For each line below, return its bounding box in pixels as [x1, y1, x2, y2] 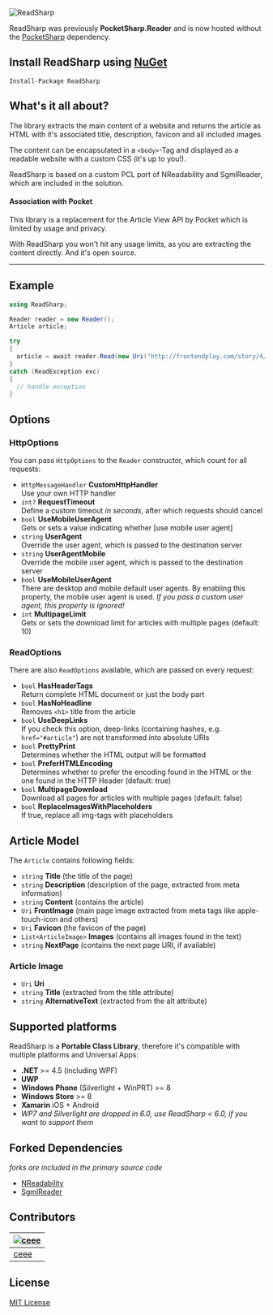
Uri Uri [20, 979, 45, 988]
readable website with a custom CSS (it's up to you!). [9, 154, 186, 163]
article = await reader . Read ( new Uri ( [16, 353, 148, 361]
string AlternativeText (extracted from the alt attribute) [20, 996, 207, 1006]
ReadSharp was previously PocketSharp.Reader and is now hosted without [9, 24, 262, 32]
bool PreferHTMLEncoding [20, 759, 113, 768]
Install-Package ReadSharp [9, 77, 100, 85]
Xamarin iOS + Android [20, 1101, 100, 1110]
